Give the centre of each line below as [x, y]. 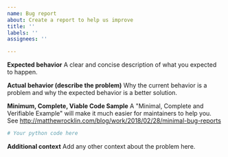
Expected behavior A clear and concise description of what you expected [112, 65]
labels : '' [23, 33]
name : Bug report [32, 13]
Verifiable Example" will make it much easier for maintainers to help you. [109, 114]
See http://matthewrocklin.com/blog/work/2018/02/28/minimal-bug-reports [114, 121]
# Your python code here [43, 134]
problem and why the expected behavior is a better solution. [92, 93]
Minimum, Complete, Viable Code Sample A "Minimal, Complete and [105, 106]
